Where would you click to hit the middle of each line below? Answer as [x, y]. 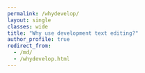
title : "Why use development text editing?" [73, 33]
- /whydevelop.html [42, 59]
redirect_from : [29, 46]
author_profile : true [39, 40]
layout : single [29, 20]
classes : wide [28, 26]
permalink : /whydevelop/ [43, 14]
